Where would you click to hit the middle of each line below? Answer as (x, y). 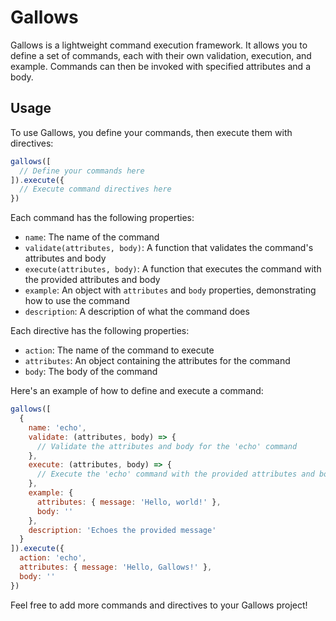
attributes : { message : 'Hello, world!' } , (129, 502)
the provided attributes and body (92, 280)
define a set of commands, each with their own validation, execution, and (161, 55)
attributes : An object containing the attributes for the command (157, 361)
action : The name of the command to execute (119, 350)
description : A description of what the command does (137, 312)
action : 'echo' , (53, 558)
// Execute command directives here (95, 189)
